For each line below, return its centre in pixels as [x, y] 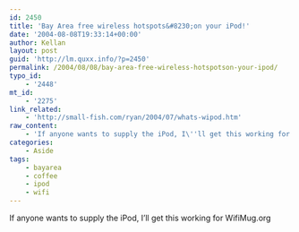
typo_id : [26, 76]
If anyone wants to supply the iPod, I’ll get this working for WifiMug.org [140, 218]
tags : [19, 159]
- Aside [39, 150]
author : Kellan [38, 43]
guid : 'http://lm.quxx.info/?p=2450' [80, 59]
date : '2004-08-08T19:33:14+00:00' [76, 34]
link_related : [36, 109]
